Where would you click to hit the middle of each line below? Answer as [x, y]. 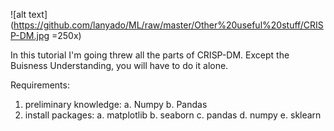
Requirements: [40, 85]
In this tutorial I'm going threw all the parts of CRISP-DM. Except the [150, 55]
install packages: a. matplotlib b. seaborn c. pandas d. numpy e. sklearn [173, 115]
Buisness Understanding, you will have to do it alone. [119, 65]
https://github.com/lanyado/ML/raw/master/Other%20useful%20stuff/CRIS [168, 25]
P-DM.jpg [30, 35]
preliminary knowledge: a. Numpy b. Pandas [116, 104]
